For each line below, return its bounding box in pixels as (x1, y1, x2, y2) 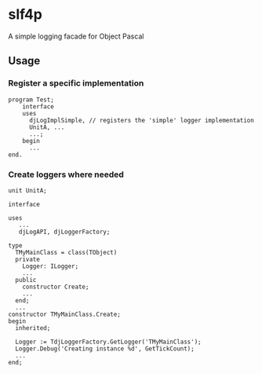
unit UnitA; (8, 186, 47, 194)
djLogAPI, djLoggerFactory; (18, 228, 111, 236)
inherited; (15, 324, 51, 332)
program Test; (8, 96, 55, 104)
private (15, 255, 41, 263)
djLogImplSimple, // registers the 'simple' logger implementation (28, 116, 255, 124)
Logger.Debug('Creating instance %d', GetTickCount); (15, 344, 195, 353)
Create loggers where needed (8, 169, 124, 180)
